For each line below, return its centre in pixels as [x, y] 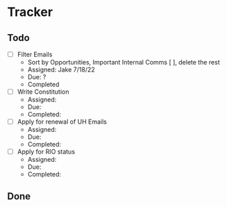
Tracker [30, 12]
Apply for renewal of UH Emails [62, 122]
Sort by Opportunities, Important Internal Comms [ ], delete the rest [124, 63]
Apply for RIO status [46, 152]
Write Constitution [43, 92]
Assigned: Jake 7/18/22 [61, 69]
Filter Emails [35, 54]
